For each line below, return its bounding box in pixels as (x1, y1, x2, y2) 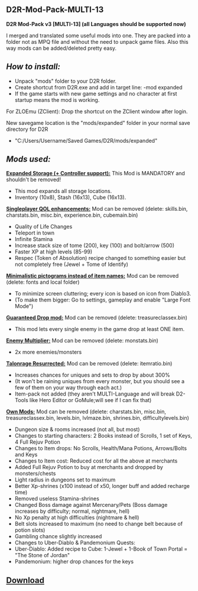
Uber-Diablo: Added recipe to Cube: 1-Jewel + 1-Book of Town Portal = (14, 545, 188, 553)
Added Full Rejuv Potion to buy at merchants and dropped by (14, 464, 164, 471)
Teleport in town (14, 229, 55, 236)
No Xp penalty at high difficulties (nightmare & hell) (14, 514, 139, 521)
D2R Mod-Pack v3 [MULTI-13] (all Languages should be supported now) (6, 20, 186, 27)
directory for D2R (6, 126, 48, 133)
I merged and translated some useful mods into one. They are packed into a (6, 32, 191, 39)
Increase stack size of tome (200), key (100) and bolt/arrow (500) (14, 242, 175, 249)
